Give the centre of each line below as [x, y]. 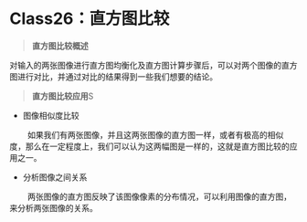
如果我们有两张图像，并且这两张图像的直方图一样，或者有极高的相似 [155, 134]
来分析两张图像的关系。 [53, 207]
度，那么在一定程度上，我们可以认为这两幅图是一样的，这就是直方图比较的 [149, 146]
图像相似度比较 [51, 115]
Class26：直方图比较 [90, 19]
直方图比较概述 [60, 46]
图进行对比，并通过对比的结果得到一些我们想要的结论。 [113, 76]
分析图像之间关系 [55, 177]
